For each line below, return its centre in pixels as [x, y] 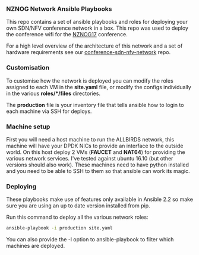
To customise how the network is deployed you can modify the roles [90, 81]
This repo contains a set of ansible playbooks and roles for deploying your [97, 22]
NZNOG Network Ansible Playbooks [59, 9]
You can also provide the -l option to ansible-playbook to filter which [90, 240]
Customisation [28, 68]
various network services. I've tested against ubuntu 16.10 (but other [90, 158]
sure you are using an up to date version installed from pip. [78, 206]
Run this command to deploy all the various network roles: [77, 217]
